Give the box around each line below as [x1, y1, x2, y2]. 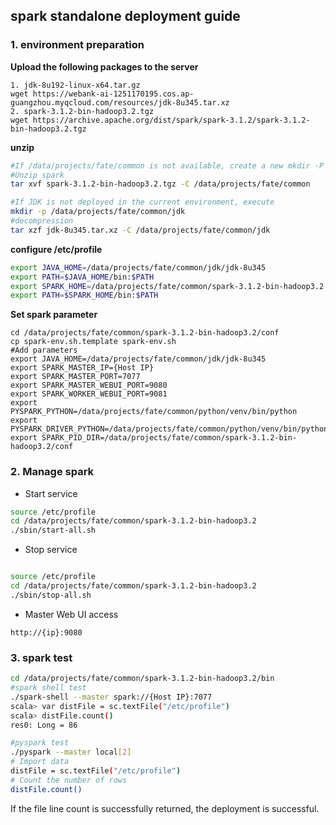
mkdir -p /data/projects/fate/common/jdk [10, 207, 186, 217]
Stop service [24, 544, 78, 556]
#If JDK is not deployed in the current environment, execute [10, 197, 275, 208]
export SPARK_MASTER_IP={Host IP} [10, 363, 155, 373]
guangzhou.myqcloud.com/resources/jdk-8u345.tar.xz [10, 97, 230, 108]
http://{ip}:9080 [10, 627, 83, 638]
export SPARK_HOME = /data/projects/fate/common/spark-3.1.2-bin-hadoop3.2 [10, 281, 325, 291]
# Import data [10, 757, 70, 767]
